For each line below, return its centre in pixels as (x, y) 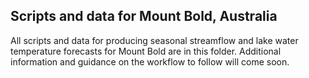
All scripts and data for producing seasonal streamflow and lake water (154, 40)
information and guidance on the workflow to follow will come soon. (150, 61)
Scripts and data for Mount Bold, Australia (144, 16)
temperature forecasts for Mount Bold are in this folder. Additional (146, 51)
